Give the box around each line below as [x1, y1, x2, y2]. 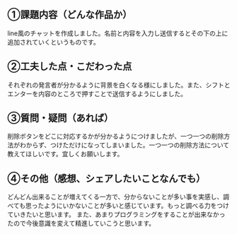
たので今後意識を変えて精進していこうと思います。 [7, 219, 156, 228]
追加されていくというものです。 [7, 37, 100, 46]
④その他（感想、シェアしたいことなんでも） [7, 172, 206, 185]
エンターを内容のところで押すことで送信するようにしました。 [7, 89, 187, 98]
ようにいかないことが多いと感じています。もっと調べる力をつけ [43, 201, 230, 210]
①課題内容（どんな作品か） [7, 8, 132, 21]
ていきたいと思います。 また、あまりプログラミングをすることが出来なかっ [7, 210, 226, 219]
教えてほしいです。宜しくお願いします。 [7, 150, 124, 158]
